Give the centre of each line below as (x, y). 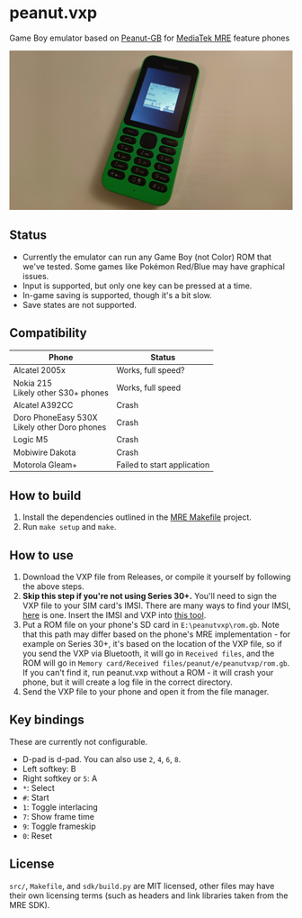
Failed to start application (163, 464)
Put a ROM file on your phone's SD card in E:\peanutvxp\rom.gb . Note (151, 624)
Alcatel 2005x (39, 370)
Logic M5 (31, 440)
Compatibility (48, 333)
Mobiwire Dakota (44, 452)
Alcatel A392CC (43, 404)
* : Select (39, 787)
